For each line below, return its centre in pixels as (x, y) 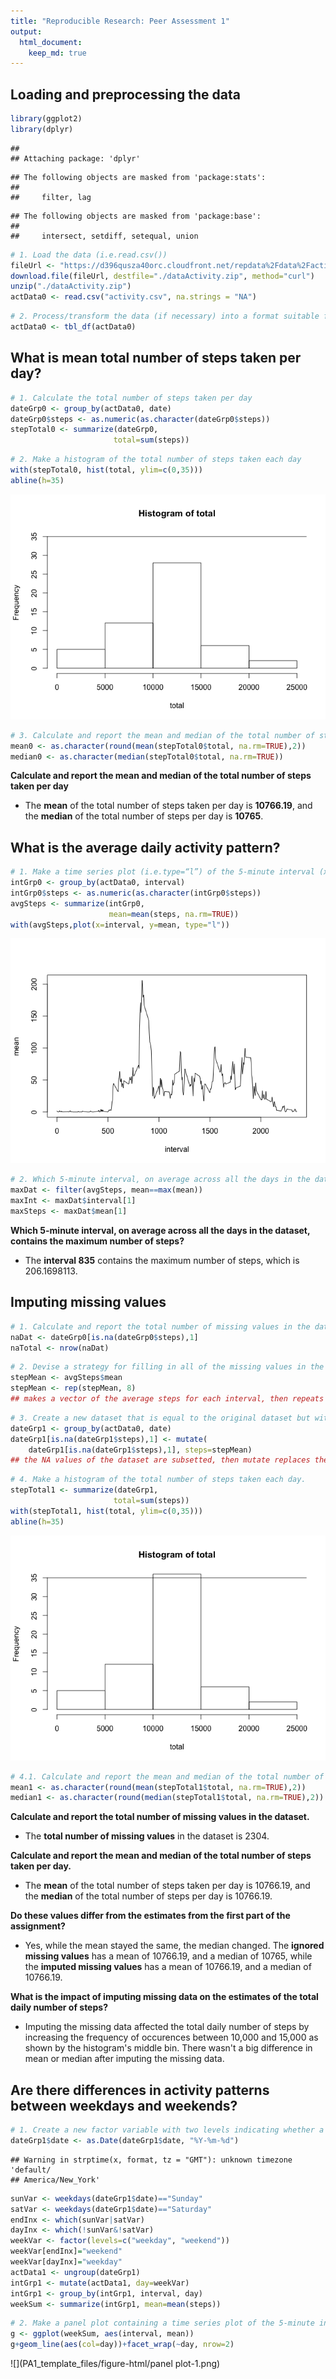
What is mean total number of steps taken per (156, 358)
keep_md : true (57, 53)
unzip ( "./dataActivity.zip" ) (71, 286)
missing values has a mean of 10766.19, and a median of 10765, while (168, 1956)
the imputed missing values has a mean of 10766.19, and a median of (168, 1967)
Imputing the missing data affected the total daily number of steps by (167, 2027)
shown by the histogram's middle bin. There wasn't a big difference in (168, 2048)
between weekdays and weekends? (124, 2105)
